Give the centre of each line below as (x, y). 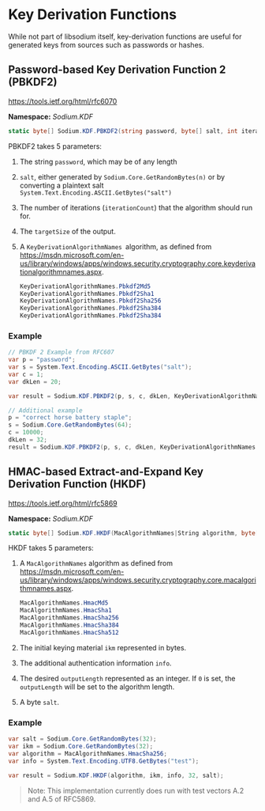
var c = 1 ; (26, 374)
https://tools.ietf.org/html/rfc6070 (63, 101)
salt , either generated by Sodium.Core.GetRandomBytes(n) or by (122, 176)
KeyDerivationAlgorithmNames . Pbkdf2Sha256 (90, 301)
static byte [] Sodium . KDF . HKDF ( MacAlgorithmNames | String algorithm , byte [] (135, 533)
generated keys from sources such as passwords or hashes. (106, 44)
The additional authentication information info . (95, 663)
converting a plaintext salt (62, 185)
